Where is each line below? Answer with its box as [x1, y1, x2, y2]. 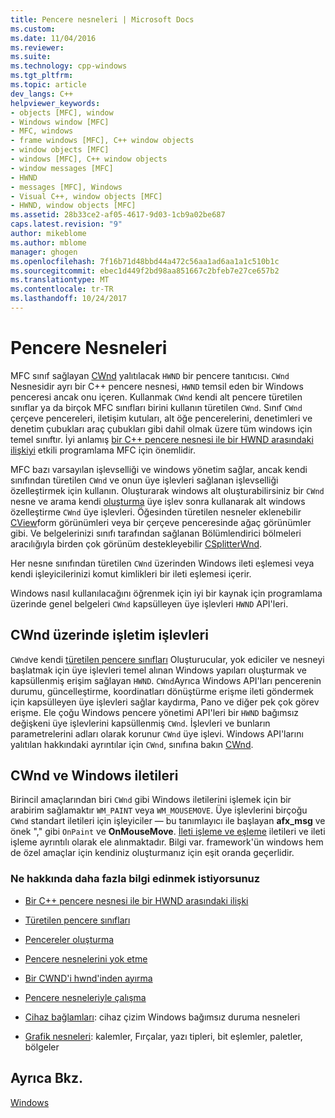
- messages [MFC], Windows [10, 182, 123, 192]
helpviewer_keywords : [10, 98, 101, 108]
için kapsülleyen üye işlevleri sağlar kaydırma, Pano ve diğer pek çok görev [10, 696, 320, 708]
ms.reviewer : [10, 42, 65, 53]
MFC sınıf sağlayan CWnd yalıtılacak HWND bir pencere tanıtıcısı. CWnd [10, 369, 290, 381]
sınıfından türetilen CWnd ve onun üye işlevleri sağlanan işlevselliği [10, 474, 279, 486]
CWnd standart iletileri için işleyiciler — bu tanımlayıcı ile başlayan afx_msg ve [10, 815, 326, 827]
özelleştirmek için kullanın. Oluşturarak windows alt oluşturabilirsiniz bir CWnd [10, 484, 325, 496]
